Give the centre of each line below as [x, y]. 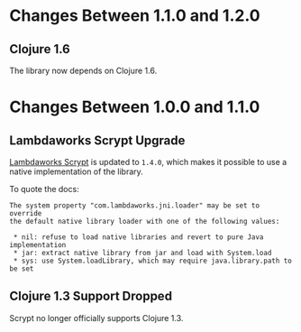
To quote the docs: [44, 189]
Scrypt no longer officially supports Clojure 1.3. [96, 318]
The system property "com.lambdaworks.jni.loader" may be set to [134, 206]
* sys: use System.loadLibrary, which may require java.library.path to [153, 261]
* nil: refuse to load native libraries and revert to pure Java [138, 237]
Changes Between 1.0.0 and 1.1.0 [135, 107]
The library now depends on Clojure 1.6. [83, 70]
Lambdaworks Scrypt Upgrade [97, 140]
